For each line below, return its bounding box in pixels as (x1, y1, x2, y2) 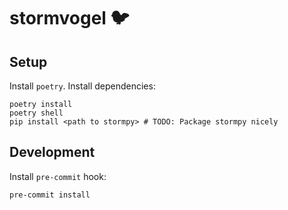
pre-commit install (9, 190, 91, 200)
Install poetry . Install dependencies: (9, 80, 156, 92)
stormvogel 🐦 (9, 7, 130, 30)
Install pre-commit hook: (9, 170, 107, 182)
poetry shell (9, 108, 64, 118)
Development (9, 144, 96, 161)
